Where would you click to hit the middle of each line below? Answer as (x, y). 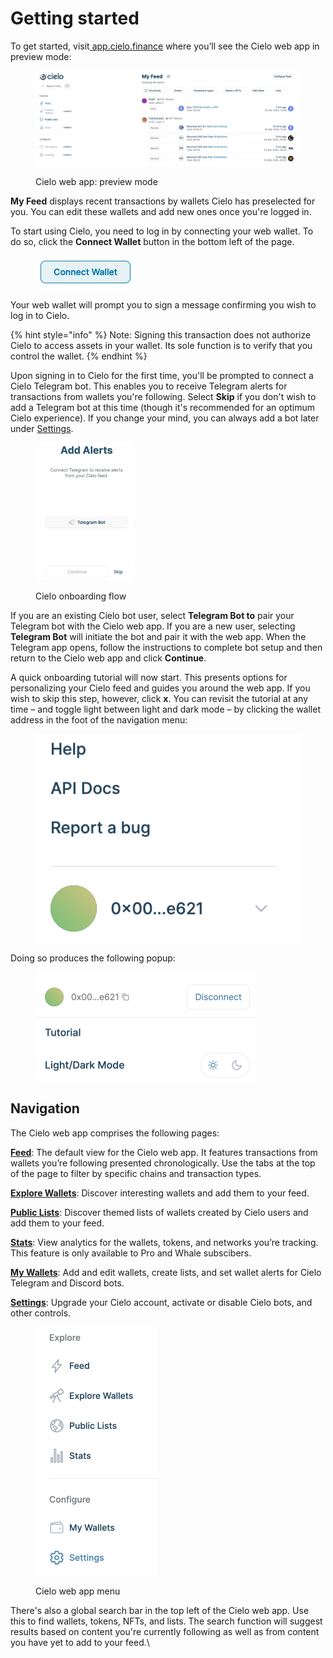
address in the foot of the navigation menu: (99, 719)
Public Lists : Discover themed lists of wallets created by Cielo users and (159, 1212)
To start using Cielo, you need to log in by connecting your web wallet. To (162, 231)
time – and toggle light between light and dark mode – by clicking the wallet (166, 709)
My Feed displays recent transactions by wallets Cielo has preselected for (163, 201)
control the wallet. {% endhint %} (79, 356)
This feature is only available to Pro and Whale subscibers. (131, 1253)
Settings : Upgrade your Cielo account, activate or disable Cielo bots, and (161, 1302)
